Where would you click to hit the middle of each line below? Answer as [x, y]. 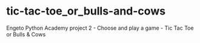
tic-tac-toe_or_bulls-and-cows [86, 11]
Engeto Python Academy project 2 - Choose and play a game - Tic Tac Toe [100, 28]
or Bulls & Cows [26, 34]
